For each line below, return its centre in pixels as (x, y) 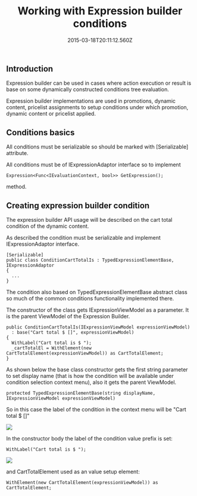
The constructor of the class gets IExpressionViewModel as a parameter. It (98, 310)
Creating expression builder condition (78, 205)
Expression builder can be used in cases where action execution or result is (99, 83)
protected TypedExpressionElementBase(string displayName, (81, 393)
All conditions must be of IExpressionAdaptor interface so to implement (93, 165)
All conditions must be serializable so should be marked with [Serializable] (97, 147)
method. (16, 187)
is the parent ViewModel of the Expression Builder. (68, 316)
